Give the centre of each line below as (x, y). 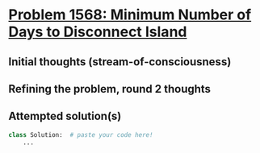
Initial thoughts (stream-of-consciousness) (120, 62)
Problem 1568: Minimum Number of (130, 15)
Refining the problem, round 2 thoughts (110, 89)
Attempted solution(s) (65, 116)
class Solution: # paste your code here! (81, 134)
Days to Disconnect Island (98, 32)
